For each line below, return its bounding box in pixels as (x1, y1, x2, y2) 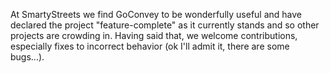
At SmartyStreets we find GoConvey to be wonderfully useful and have (10, 9, 302, 20)
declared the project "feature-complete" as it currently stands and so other (10, 19, 320, 31)
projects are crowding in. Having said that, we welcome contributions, (10, 30, 298, 41)
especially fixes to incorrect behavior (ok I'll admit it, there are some (10, 40, 290, 52)
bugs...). (10, 51, 45, 63)
